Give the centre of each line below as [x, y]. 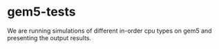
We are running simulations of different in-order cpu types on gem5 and [109, 31]
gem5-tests [41, 12]
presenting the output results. [49, 37]
